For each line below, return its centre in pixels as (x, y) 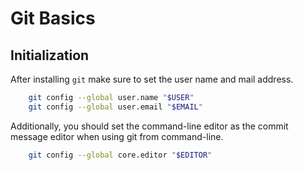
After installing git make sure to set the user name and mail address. (152, 79)
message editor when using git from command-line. (117, 136)
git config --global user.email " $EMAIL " (115, 107)
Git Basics (53, 18)
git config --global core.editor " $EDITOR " (120, 155)
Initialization (50, 55)
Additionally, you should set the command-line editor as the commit (149, 126)
